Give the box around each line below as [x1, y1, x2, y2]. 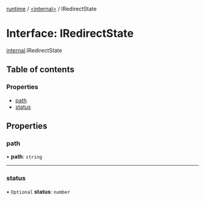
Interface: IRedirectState [6, 27, 134, 40]
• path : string [6, 153, 43, 161]
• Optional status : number [6, 188, 70, 195]
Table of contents [6, 64, 74, 75]
